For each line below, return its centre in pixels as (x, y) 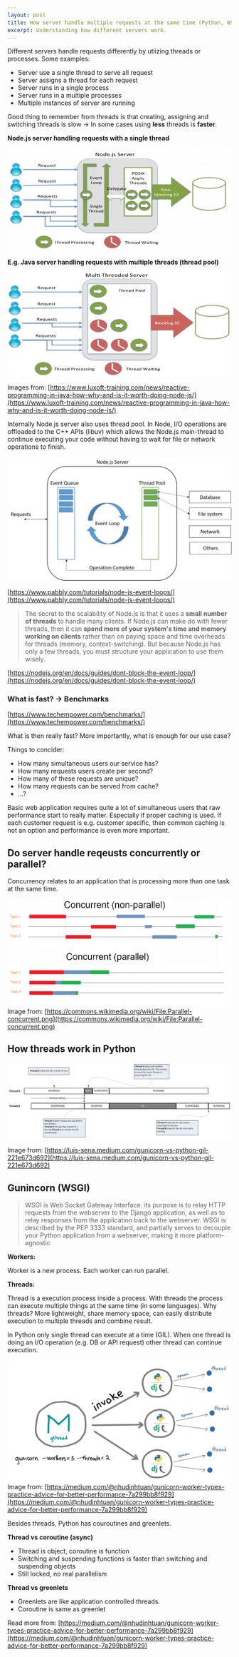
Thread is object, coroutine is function (74, 1551)
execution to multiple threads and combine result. (80, 1321)
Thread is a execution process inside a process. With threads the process (115, 1298)
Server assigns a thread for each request (78, 80)
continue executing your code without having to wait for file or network (111, 439)
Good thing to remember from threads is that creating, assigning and (108, 117)
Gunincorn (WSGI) (49, 1188)
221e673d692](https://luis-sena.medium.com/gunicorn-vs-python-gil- (111, 1158)
